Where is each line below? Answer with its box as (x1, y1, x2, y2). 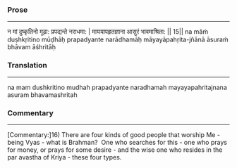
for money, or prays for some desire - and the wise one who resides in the (7, 146, 223, 154)
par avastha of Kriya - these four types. (7, 153, 122, 161)
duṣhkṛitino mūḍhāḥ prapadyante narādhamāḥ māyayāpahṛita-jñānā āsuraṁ (7, 35, 229, 44)
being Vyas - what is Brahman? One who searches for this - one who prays (7, 138, 228, 146)
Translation (7, 60, 47, 70)
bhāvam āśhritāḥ (7, 43, 56, 51)
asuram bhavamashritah (7, 90, 78, 99)
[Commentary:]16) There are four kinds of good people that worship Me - (7, 130, 221, 138)
